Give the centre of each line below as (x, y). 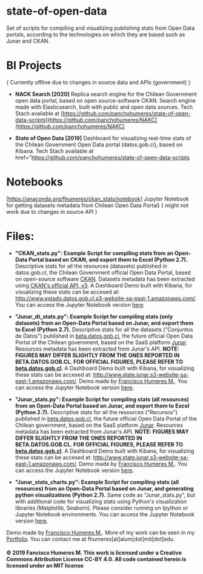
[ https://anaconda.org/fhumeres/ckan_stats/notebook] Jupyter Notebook (98, 199)
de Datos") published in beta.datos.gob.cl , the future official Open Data (104, 336)
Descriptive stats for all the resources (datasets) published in (91, 266)
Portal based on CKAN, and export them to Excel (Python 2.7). (108, 259)
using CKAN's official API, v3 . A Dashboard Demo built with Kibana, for (104, 285)
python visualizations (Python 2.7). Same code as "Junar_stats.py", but (105, 495)
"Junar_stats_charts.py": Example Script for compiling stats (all (97, 482)
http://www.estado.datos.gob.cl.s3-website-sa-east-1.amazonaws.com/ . (106, 298)
